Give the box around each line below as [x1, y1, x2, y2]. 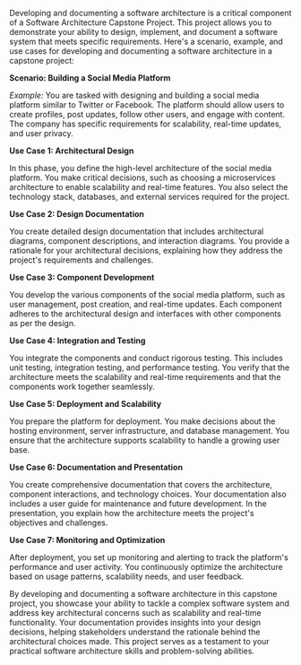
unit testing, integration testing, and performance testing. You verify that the [9, 362, 290, 373]
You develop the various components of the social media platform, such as [9, 289, 286, 299]
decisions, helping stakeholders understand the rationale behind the [9, 626, 261, 637]
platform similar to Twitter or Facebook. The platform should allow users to [9, 99, 285, 110]
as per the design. [9, 318, 76, 328]
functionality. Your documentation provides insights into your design [9, 617, 262, 627]
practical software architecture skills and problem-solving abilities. [9, 645, 255, 656]
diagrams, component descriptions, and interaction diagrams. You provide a [9, 236, 289, 246]
